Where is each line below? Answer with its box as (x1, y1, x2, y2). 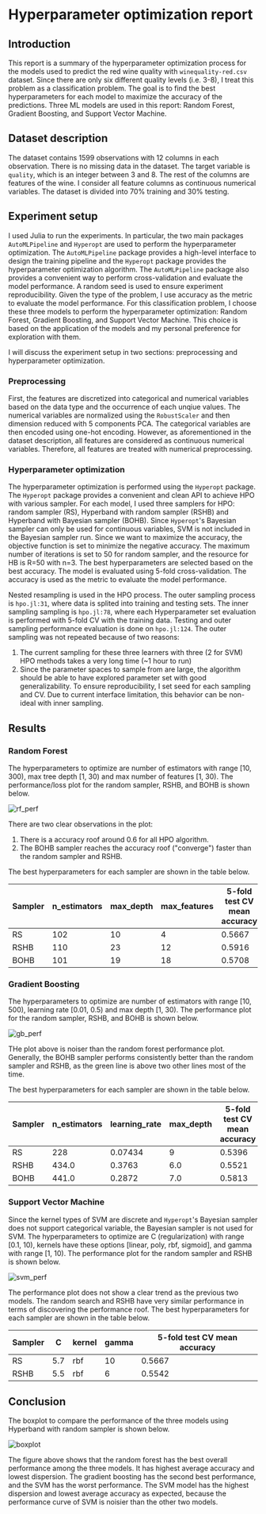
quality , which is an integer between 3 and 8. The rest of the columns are (8, 169, 250, 179)
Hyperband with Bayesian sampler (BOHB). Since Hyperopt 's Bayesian (8, 516, 237, 526)
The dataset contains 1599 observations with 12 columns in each (8, 152, 219, 162)
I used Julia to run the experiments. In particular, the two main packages (8, 230, 244, 240)
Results (8, 721, 47, 735)
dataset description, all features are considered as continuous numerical (8, 435, 245, 445)
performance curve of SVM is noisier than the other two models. (8, 1497, 218, 1507)
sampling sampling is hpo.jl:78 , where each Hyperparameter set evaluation (8, 607, 256, 617)
